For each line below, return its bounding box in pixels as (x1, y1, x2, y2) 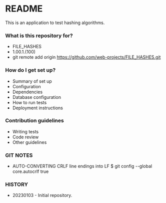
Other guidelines (12, 139, 47, 145)
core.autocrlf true (12, 168, 49, 174)
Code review (12, 134, 39, 140)
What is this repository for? (5, 32, 73, 39)
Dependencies (12, 89, 43, 95)
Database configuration (12, 94, 61, 100)
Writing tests (12, 128, 39, 134)
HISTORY (5, 181, 28, 188)
